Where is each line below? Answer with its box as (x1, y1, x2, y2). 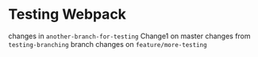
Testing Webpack (8, 5, 127, 23)
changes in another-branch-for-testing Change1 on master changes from (8, 31, 252, 41)
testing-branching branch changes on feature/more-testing (8, 39, 208, 48)
